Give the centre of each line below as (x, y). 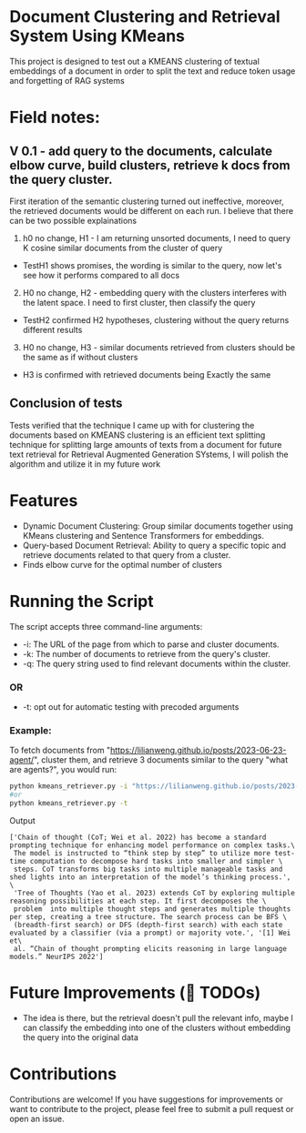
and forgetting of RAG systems (67, 80)
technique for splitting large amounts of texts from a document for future (146, 444)
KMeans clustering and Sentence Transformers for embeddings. (143, 535)
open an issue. (37, 1118)
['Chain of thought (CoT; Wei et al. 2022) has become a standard (138, 837)
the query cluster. (61, 179)
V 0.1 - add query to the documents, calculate (141, 151)
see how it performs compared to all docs (101, 275)
